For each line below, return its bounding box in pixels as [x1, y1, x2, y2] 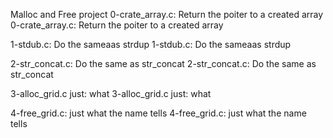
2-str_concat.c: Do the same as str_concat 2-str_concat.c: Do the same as [10, 58, 317, 69]
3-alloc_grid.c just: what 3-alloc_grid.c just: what [10, 88, 212, 99]
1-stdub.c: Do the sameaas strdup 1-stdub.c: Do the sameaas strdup [10, 39, 292, 50]
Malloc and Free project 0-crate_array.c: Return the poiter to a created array [10, 9, 324, 20]
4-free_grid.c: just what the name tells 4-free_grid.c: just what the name [10, 107, 307, 119]
